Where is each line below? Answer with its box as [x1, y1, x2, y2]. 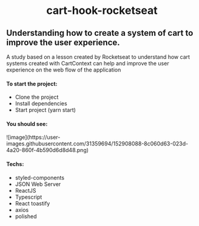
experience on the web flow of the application [6, 66, 121, 73]
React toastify [15, 199, 50, 207]
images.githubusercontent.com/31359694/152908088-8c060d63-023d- [6, 140, 189, 147]
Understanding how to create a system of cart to [6, 28, 194, 38]
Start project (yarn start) [15, 107, 76, 114]
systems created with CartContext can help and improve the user [6, 60, 169, 67]
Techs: [6, 161, 24, 167]
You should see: [6, 120, 48, 127]
